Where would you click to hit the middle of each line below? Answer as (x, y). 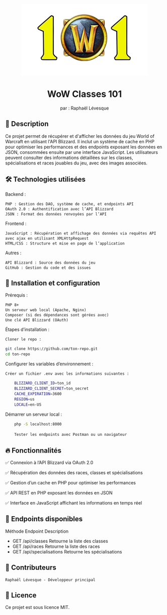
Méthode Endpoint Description (37, 531)
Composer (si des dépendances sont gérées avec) (57, 315)
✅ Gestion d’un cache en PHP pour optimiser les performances (70, 482)
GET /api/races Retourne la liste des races (56, 546)
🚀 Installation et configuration (53, 283)
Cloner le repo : (23, 340)
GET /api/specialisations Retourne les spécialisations (67, 551)
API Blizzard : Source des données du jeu (50, 263)
